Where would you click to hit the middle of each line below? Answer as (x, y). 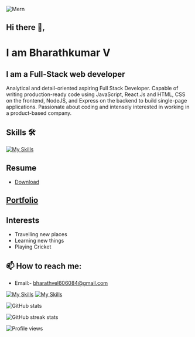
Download (27, 182)
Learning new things (39, 241)
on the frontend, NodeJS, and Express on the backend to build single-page (97, 101)
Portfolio (22, 200)
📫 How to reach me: (44, 266)
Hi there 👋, (25, 27)
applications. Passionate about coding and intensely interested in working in (98, 107)
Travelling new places (41, 234)
